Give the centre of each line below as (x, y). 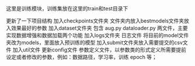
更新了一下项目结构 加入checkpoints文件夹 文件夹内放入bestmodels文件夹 (95, 21)
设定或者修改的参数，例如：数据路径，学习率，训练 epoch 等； (82, 57)
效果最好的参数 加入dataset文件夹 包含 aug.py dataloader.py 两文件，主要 (99, 28)
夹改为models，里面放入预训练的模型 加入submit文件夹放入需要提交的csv (94, 43)
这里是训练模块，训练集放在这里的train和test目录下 (67, 8)
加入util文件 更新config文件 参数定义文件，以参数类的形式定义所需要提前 (100, 50)
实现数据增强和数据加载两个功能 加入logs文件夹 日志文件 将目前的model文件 (97, 35)
